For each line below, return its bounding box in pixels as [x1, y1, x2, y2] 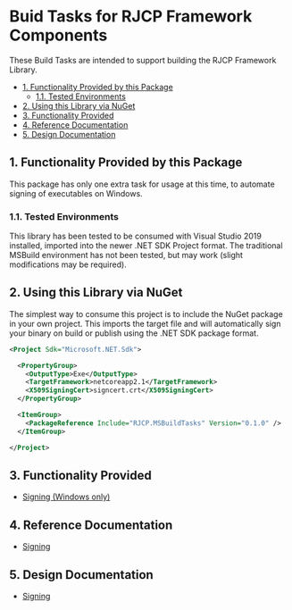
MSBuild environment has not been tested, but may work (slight [9, 250, 244, 261]
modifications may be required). [9, 259, 127, 270]
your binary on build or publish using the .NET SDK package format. [9, 328, 259, 338]
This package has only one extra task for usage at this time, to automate [9, 179, 275, 189]
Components [9, 25, 108, 46]
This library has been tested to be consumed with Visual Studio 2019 [9, 230, 262, 242]
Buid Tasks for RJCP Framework [9, 6, 253, 27]
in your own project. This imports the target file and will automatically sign [9, 318, 281, 329]
